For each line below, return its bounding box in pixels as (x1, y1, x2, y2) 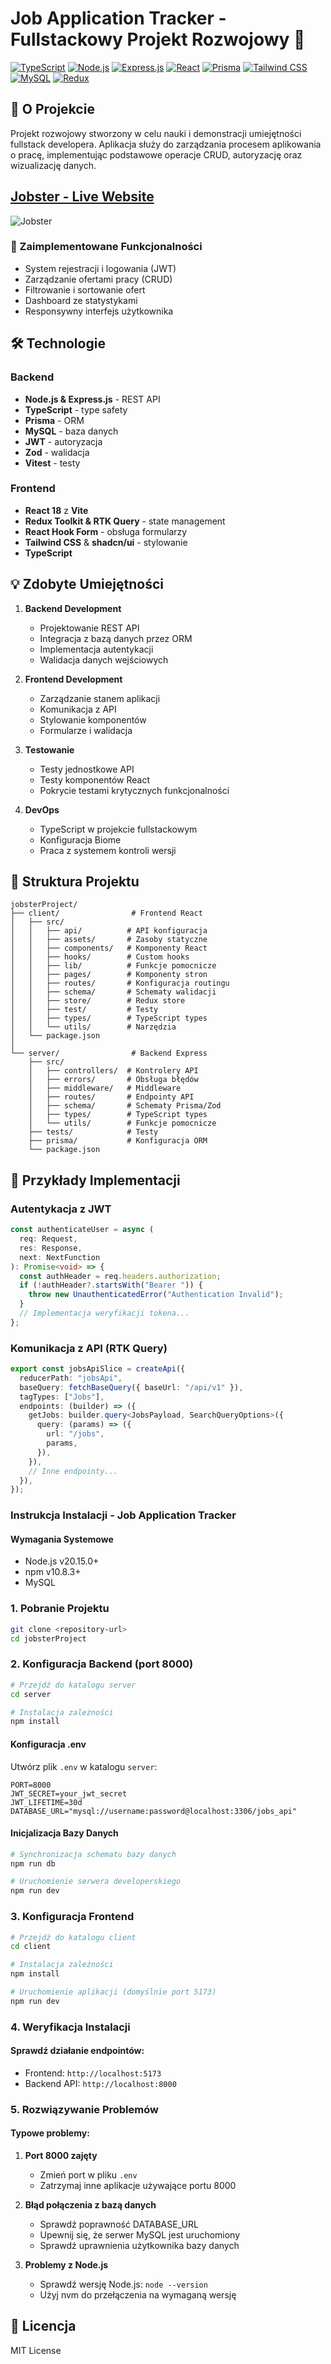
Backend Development (24, 602, 122, 614)
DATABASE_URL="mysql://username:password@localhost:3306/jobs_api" (10, 1806, 298, 1816)
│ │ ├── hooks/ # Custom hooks (10, 952, 190, 962)
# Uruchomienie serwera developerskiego (10, 1877, 182, 1887)
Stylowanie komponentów (39, 713, 147, 726)
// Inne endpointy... (28, 1466, 118, 1476)
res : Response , (19, 1243, 83, 1253)
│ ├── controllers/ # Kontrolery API (28, 1066, 199, 1076)
